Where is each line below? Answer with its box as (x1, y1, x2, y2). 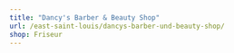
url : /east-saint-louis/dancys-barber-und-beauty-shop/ (9, 22, 225, 31)
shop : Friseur (9, 30, 63, 39)
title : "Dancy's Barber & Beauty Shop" (9, 13, 161, 22)
